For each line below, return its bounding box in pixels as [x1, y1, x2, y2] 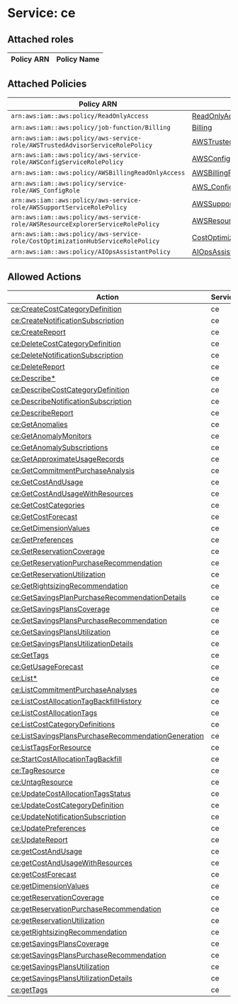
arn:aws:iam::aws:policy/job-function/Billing [11, 123, 171, 131]
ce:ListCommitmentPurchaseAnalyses [11, 684, 137, 694]
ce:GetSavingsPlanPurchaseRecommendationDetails [11, 592, 186, 602]
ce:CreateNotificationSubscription [11, 315, 125, 325]
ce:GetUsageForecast [11, 662, 84, 672]
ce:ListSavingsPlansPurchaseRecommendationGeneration [11, 731, 204, 741]
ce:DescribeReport [11, 408, 74, 418]
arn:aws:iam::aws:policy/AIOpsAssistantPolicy [11, 247, 171, 256]
